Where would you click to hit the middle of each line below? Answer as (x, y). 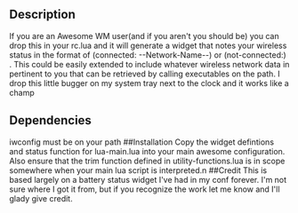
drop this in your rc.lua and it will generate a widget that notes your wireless (148, 45)
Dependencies (50, 120)
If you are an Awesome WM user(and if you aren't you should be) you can (144, 35)
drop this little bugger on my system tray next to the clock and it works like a (149, 83)
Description (42, 15)
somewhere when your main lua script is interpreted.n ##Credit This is (138, 170)
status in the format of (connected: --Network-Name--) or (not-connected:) (148, 55)
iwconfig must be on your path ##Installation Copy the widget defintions (141, 142)
